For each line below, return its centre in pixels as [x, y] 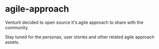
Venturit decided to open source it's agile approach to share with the [74, 22]
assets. [12, 42]
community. [17, 27]
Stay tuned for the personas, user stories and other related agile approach [80, 37]
